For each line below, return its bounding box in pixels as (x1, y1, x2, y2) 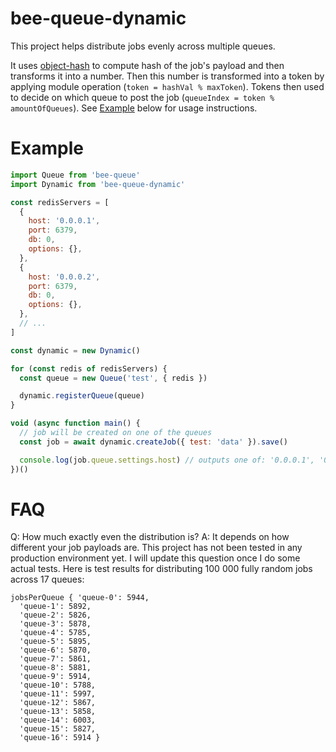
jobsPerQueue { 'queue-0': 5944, (10, 593, 150, 603)
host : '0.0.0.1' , (28, 216, 101, 226)
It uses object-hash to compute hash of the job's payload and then (10, 59, 285, 71)
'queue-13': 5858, (19, 707, 97, 717)
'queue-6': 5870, (19, 645, 92, 656)
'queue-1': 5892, (19, 602, 92, 612)
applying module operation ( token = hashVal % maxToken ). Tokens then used (10, 80, 325, 92)
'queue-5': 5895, (19, 637, 92, 647)
